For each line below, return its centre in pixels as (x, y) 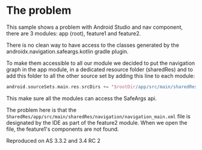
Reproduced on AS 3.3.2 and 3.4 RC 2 (54, 140)
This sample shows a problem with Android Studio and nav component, (95, 27)
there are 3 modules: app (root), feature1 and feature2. (74, 33)
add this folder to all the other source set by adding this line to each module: (101, 76)
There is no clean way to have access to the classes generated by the (93, 45)
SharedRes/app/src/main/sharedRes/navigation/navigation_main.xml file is (98, 116)
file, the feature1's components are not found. (63, 129)
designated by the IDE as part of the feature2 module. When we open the (97, 122)
